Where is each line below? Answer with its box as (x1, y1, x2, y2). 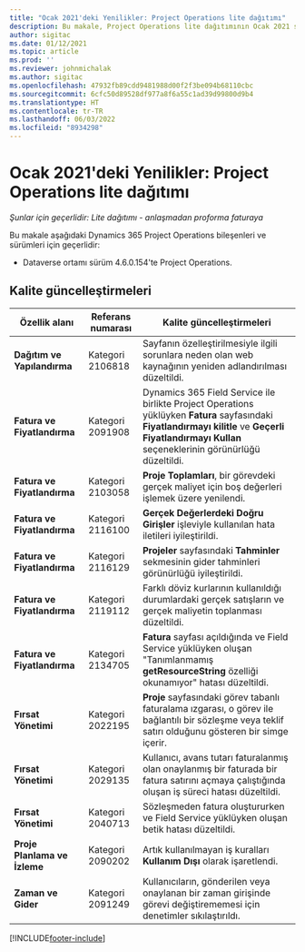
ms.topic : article (9, 47, 79, 56)
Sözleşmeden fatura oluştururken (142, 800, 285, 813)
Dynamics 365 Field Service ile (142, 386, 276, 399)
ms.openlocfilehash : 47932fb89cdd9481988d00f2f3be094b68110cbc (9, 81, 254, 90)
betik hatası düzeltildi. (142, 823, 236, 836)
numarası (90, 321, 133, 334)
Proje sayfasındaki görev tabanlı (142, 691, 280, 704)
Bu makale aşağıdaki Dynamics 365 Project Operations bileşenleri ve (9, 229, 267, 240)
